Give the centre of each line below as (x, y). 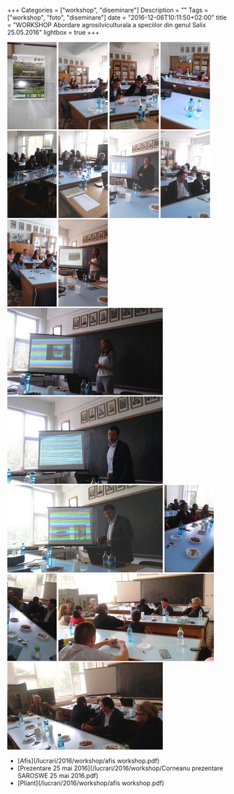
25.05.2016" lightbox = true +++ (53, 32)
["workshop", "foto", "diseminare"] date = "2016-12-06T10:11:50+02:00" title (117, 17)
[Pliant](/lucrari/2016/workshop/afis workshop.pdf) (91, 783)
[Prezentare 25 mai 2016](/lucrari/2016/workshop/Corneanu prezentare (120, 768)
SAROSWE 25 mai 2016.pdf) (58, 775)
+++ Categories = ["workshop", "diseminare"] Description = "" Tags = (108, 10)
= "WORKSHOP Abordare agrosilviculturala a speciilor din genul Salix (107, 25)
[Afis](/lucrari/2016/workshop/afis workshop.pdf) (88, 761)
